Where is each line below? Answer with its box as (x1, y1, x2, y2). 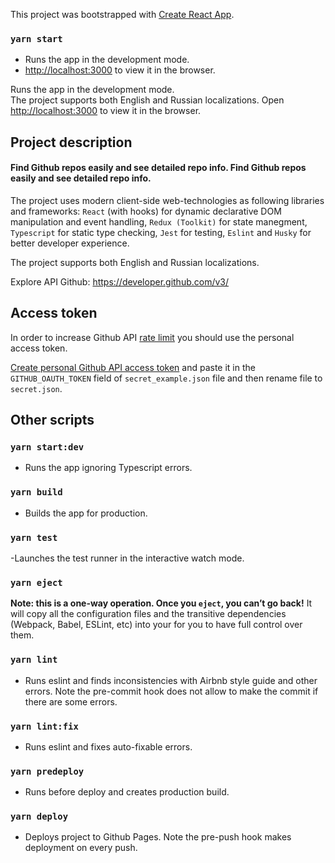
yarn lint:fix (10, 720, 79, 732)
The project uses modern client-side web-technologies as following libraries (10, 194, 325, 206)
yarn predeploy (10, 765, 85, 777)
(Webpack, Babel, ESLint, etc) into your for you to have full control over (10, 619, 303, 631)
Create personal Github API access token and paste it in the (10, 361, 256, 373)
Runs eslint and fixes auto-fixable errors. (24, 740, 193, 753)
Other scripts (10, 412, 95, 429)
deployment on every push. (24, 842, 138, 854)
